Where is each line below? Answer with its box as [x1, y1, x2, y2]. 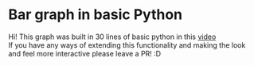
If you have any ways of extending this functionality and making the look [8, 40, 246, 49]
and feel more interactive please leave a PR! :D [8, 49, 162, 58]
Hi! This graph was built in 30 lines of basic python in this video [8, 32, 217, 41]
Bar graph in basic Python [8, 6, 183, 24]
